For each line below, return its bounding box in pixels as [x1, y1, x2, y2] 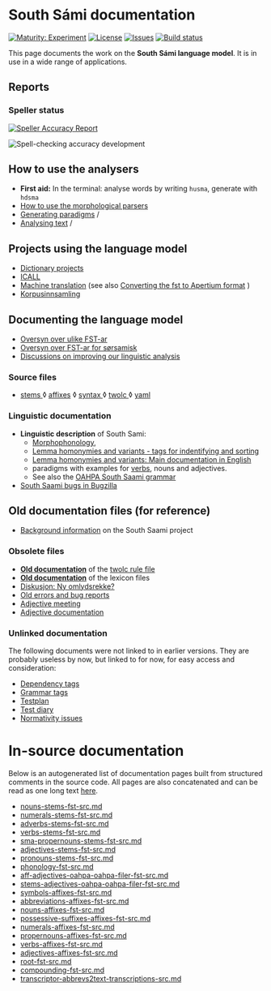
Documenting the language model [8, 312, 184, 326]
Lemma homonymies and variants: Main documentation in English [32, 454, 252, 464]
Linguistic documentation [8, 410, 112, 422]
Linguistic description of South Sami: [19, 428, 147, 439]
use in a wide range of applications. [8, 57, 128, 66]
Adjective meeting [19, 598, 81, 608]
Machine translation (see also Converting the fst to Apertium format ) [19, 281, 251, 290]
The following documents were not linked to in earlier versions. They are [8, 646, 249, 656]
